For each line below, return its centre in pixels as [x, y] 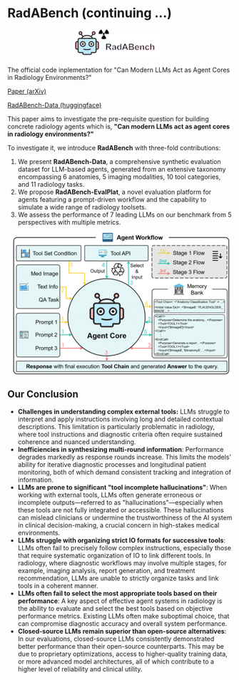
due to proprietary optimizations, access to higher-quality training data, [123, 654]
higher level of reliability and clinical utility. [80, 669]
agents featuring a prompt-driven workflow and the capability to [112, 199]
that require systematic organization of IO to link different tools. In [114, 555]
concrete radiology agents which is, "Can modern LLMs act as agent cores [119, 126]
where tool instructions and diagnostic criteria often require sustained [120, 434]
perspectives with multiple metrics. [69, 222]
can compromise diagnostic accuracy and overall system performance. [122, 623]
